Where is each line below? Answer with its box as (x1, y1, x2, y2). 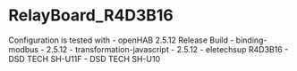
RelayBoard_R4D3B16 (8, 5, 174, 26)
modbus (8, 43, 39, 54)
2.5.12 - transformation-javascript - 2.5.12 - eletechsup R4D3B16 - (46, 43, 289, 54)
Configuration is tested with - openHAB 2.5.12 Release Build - (8, 35, 234, 45)
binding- (235, 35, 267, 45)
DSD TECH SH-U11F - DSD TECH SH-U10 (8, 53, 161, 64)
